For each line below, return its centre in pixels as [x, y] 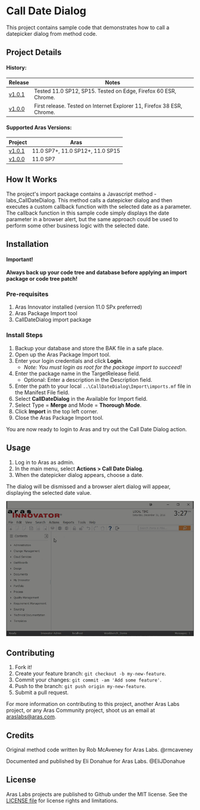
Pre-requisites [27, 294]
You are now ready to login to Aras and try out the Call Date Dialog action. [97, 429]
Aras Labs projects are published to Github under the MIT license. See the [97, 794]
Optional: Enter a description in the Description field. [88, 379]
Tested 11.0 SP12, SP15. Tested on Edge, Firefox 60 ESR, [105, 91]
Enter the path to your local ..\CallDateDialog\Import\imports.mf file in [103, 386]
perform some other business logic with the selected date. [78, 225]
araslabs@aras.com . [31, 717]
